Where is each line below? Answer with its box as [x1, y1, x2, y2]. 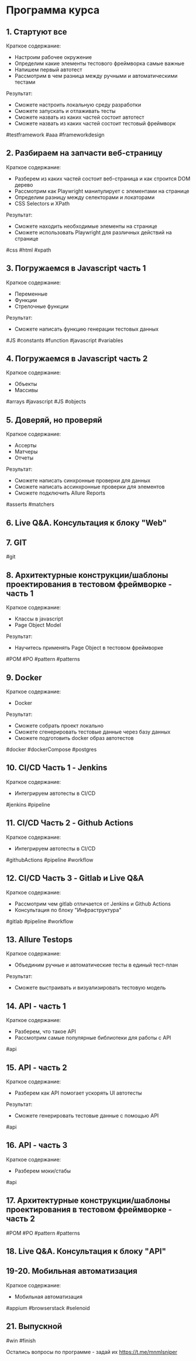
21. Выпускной [6, 1321, 63, 1332]
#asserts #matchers [6, 501, 54, 508]
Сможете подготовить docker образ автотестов [14, 735, 134, 742]
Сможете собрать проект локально [14, 722, 104, 729]
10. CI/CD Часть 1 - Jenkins [6, 763, 108, 773]
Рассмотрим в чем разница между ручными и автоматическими [14, 73, 178, 79]
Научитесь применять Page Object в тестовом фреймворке [14, 644, 164, 652]
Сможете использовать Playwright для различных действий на [14, 229, 172, 236]
